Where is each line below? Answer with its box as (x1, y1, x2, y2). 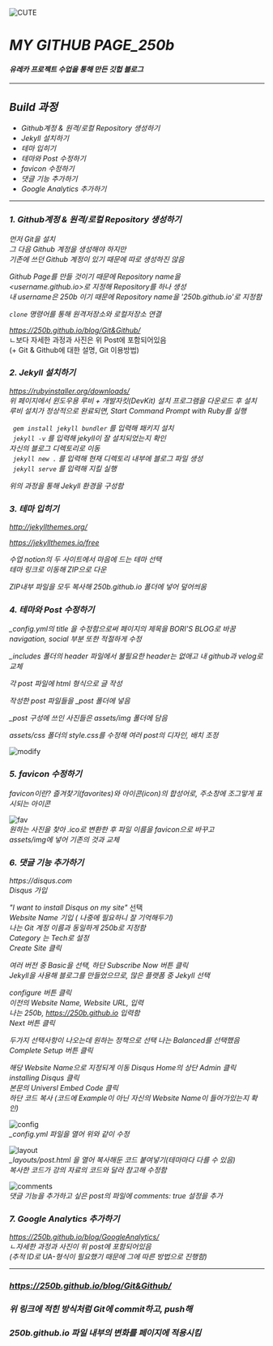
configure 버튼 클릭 (9, 988, 72, 997)
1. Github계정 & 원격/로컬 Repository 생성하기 (9, 214, 181, 225)
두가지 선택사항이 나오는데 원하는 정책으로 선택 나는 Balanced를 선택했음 (9, 1035, 240, 1045)
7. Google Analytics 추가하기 (9, 1213, 120, 1224)
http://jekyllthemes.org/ (9, 522, 87, 532)
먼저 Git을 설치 (9, 234, 56, 243)
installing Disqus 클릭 (9, 1073, 79, 1082)
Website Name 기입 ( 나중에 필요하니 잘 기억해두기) (9, 912, 173, 922)
